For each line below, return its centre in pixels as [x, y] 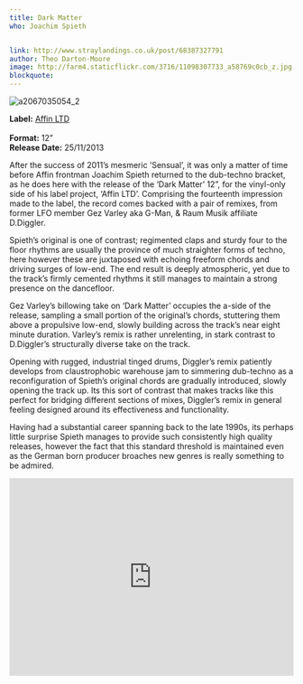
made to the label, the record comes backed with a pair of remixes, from [143, 203]
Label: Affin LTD [40, 119]
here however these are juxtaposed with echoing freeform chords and [140, 259]
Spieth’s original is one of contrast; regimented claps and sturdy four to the [148, 240]
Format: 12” [32, 138]
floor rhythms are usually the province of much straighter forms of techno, [147, 250]
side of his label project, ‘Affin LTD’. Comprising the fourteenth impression [146, 194]
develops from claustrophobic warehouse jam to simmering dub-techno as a [151, 371]
